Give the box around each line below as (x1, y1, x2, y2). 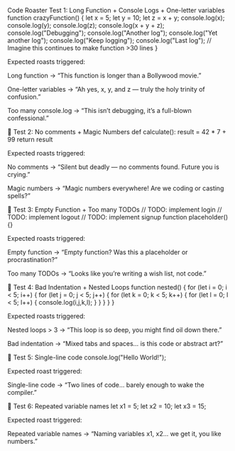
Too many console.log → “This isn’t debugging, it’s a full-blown (7, 107, 192, 114)
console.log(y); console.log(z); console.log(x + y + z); (7, 21, 165, 29)
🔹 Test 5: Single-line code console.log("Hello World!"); (7, 353, 167, 362)
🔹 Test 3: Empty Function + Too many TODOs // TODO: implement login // (7, 205, 222, 214)
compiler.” (7, 388, 37, 396)
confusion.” (7, 92, 41, 101)
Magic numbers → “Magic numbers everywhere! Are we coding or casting (7, 184, 224, 192)
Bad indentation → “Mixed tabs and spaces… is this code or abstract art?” (7, 339, 224, 347)
